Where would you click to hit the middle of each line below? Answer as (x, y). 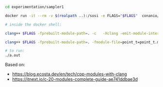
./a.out (13, 55)
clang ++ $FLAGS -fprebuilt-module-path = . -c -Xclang (62, 33)
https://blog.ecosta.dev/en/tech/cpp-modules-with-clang (69, 74)
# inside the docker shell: (33, 24)
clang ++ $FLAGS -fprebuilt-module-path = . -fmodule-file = (64, 42)
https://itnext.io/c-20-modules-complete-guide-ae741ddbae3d (75, 79)
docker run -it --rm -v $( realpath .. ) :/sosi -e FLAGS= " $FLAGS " (71, 16)
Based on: (15, 65)
